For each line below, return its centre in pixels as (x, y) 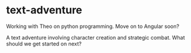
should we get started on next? (44, 44)
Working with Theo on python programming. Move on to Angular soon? (93, 26)
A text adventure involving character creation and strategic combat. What (96, 37)
